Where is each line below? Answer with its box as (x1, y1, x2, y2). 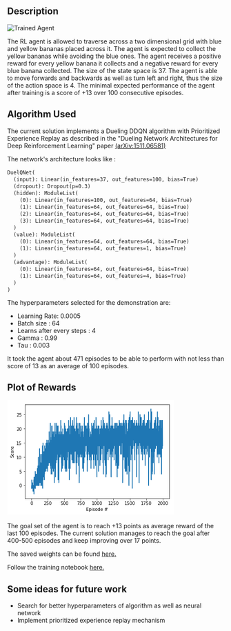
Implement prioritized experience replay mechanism (17, 617, 165, 625)
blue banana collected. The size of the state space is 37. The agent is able (7, 66, 218, 74)
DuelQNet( (7, 169, 36, 176)
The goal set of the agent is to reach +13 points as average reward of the (7, 522, 214, 530)
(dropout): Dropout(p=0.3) (13, 183, 91, 190)
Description (7, 6, 59, 17)
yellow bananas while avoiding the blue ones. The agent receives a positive (7, 52, 222, 60)
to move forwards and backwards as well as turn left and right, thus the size (7, 74, 223, 82)
